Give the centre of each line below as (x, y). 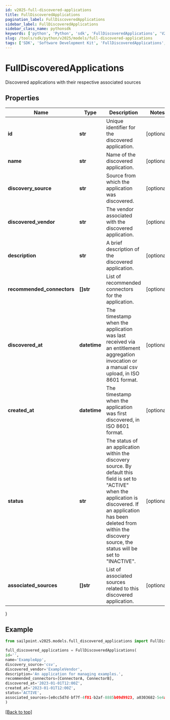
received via (121, 341)
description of (123, 249)
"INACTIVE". (121, 561)
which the (118, 182)
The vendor (120, 209)
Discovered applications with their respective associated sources (73, 82)
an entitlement (123, 348)
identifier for (121, 127)
